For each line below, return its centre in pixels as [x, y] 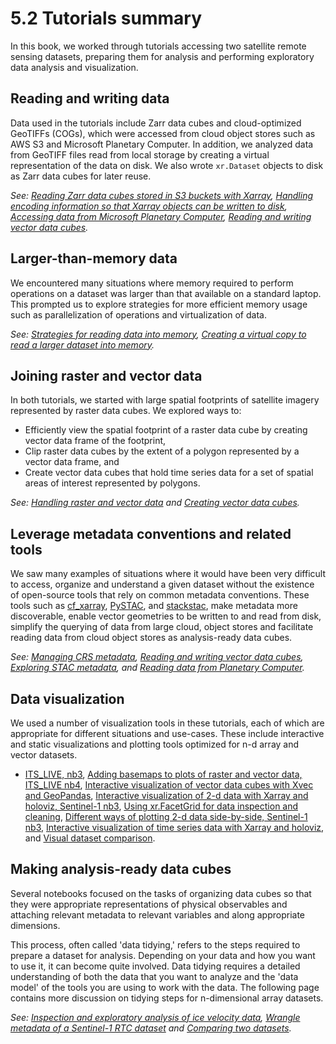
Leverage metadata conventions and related [151, 533]
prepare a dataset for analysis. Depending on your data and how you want [163, 955]
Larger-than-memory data [94, 258]
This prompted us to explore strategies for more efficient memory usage [159, 304]
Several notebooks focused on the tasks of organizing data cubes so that [161, 893]
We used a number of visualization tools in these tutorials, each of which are [167, 723]
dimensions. [35, 925]
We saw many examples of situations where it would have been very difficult [168, 574]
